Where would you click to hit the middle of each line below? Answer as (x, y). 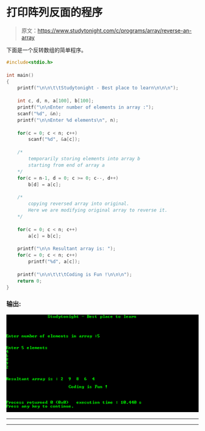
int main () (20, 75)
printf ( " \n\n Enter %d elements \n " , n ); (68, 120)
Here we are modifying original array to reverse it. (98, 210)
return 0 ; (30, 281)
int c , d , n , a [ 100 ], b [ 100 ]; (56, 101)
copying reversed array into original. (79, 204)
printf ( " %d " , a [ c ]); (54, 262)
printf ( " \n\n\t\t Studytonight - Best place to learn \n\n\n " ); (98, 88)
